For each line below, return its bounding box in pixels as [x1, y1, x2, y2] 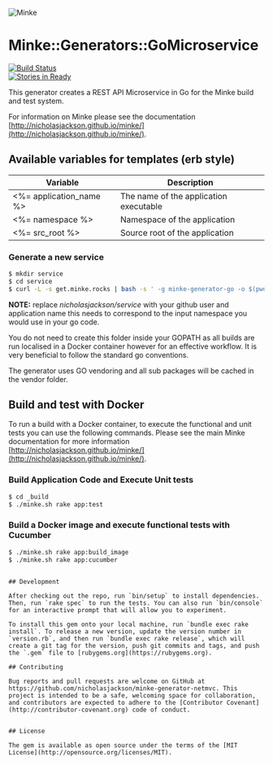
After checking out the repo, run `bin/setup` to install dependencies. [8, 592, 260, 600]
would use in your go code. [8, 317, 100, 327]
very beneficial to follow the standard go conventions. [8, 350, 189, 359]
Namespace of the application [120, 214, 236, 225]
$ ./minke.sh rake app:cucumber [8, 555, 118, 564]
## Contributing [8, 663, 63, 671]
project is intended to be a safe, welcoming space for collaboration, [8, 691, 256, 699]
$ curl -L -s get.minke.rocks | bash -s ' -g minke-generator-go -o [8, 285, 245, 293]
